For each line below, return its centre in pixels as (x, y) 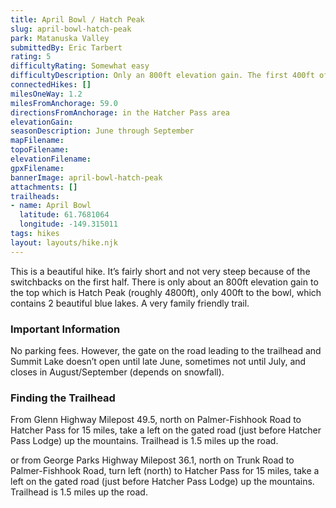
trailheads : (35, 196)
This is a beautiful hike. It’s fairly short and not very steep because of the (160, 271)
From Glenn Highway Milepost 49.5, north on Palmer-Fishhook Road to (156, 420)
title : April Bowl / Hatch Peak (77, 19)
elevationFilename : (51, 159)
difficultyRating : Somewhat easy (80, 66)
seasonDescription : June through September (102, 131)
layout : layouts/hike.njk (64, 242)
